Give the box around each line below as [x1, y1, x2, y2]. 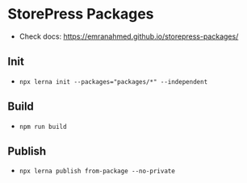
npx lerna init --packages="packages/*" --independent [19, 77, 208, 85]
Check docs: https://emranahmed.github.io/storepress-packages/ [19, 31, 239, 41]
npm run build [19, 123, 67, 131]
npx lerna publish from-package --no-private [19, 167, 175, 176]
